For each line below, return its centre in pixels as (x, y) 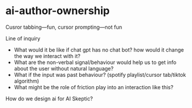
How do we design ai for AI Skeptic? (49, 99)
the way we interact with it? (47, 56)
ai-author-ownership (58, 11)
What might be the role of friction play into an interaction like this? (94, 87)
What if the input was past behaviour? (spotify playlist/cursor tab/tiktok (100, 75)
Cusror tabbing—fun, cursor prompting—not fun (64, 27)
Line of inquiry (23, 38)
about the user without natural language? (64, 68)
